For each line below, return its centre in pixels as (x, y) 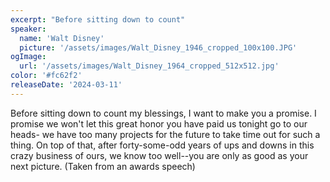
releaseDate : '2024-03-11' (66, 85)
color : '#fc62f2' (46, 76)
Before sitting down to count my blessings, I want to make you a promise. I (163, 113)
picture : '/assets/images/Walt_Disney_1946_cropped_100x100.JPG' (158, 47)
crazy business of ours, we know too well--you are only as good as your (159, 155)
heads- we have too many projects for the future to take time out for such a (165, 134)
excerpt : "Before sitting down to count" (98, 19)
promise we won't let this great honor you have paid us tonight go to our (159, 123)
